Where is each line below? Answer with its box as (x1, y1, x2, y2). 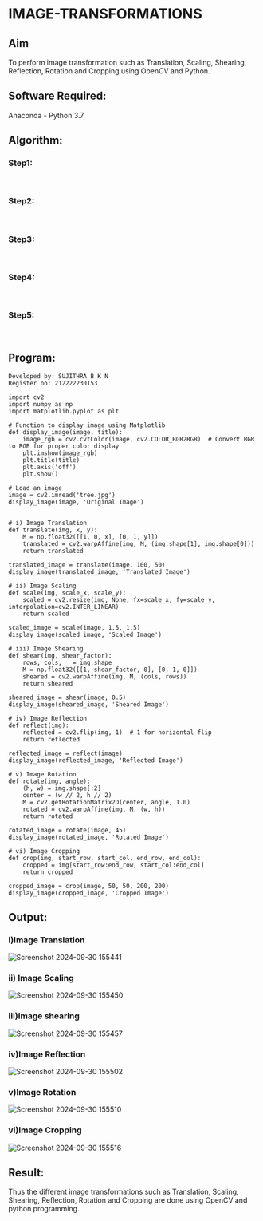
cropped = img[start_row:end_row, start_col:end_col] (22, 861, 205, 869)
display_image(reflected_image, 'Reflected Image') (8, 756, 183, 765)
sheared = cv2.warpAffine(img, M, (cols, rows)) (22, 672, 187, 681)
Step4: (8, 272, 36, 283)
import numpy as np (8, 400, 73, 408)
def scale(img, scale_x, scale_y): (8, 588, 127, 597)
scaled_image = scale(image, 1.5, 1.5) (8, 623, 141, 631)
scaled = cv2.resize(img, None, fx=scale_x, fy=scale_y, (22, 595, 216, 603)
